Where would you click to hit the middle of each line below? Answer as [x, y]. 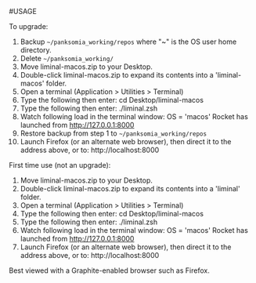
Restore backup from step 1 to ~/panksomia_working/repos [113, 133]
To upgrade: [29, 26]
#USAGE [23, 11]
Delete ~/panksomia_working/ [67, 58]
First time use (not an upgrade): [60, 165]
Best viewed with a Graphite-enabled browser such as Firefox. [109, 270]
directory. [36, 50]
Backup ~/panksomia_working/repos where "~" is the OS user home [128, 42]
